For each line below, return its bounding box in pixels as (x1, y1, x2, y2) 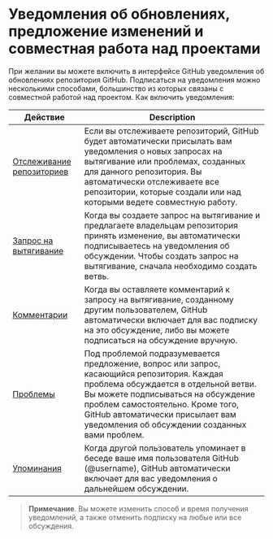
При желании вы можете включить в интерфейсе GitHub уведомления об (8, 66, 265, 76)
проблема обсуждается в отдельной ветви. (84, 378, 257, 389)
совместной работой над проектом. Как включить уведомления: (8, 92, 235, 102)
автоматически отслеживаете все (84, 176, 219, 187)
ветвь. (84, 270, 110, 281)
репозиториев (12, 166, 69, 177)
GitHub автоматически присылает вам (84, 408, 237, 419)
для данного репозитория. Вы (84, 166, 202, 177)
